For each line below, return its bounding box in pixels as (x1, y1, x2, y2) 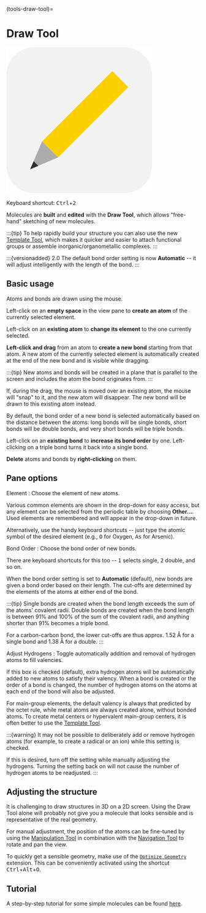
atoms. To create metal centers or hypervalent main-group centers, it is (6, 712, 187, 720)
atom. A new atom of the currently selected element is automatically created (6, 350, 199, 358)
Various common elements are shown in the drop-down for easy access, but (6, 501, 200, 509)
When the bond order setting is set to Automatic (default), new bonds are (6, 575, 193, 582)
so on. (6, 563, 23, 570)
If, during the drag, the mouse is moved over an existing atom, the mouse (6, 387, 191, 395)
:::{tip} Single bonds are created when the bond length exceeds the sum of (6, 599, 195, 607)
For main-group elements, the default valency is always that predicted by (6, 699, 191, 707)
